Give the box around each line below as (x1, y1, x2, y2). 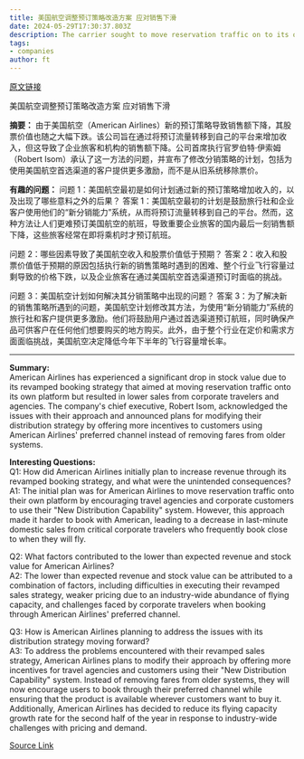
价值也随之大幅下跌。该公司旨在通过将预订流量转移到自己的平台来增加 (16, 131, 279, 141)
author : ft (9, 55, 51, 64)
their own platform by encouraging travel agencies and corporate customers (9, 495, 294, 506)
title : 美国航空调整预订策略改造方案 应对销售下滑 (9, 13, 177, 23)
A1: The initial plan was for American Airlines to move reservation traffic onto (9, 486, 295, 496)
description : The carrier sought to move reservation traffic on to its (9, 30, 290, 39)
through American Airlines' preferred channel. (9, 609, 181, 620)
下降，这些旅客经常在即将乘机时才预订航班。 (9, 230, 176, 240)
